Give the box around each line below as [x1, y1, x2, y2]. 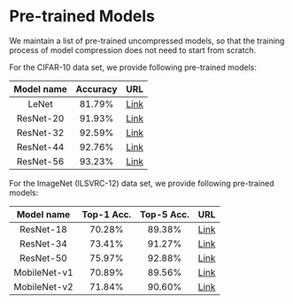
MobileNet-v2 [13, 280, 73, 293]
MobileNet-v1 [13, 266, 73, 278]
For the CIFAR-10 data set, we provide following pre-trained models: [9, 62, 257, 72]
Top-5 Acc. [140, 208, 190, 220]
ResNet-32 [16, 126, 65, 139]
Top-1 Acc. [81, 208, 132, 220]
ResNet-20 [16, 112, 65, 125]
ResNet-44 [16, 141, 65, 153]
